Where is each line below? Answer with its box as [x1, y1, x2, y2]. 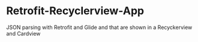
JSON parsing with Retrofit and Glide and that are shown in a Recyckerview [6, 24, 193, 31]
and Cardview [6, 30, 41, 37]
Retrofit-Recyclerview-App [6, 4, 145, 18]
